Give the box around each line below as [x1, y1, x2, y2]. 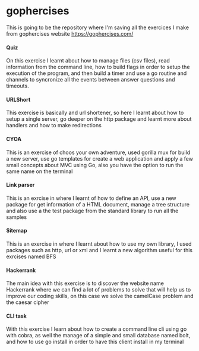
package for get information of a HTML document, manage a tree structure [6, 200, 190, 208]
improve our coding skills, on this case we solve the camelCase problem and [6, 293, 194, 300]
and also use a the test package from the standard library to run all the [6, 207, 179, 214]
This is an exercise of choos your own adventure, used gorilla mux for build [6, 149, 191, 156]
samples [6, 213, 27, 221]
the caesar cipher [6, 299, 49, 306]
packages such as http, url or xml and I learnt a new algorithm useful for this [6, 246, 193, 253]
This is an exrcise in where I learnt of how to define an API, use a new [6, 195, 176, 202]
